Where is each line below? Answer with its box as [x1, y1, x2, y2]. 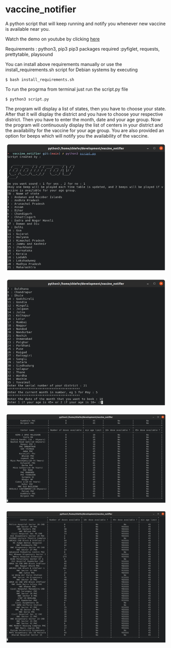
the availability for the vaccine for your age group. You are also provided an [5, 127, 164, 134]
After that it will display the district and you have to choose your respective [5, 111, 163, 117]
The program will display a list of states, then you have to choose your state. [5, 105, 166, 112]
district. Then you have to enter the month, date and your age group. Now [5, 116, 161, 122]
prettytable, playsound [5, 51, 53, 57]
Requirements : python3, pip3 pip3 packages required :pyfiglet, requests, [5, 46, 160, 52]
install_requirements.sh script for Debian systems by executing [5, 67, 138, 73]
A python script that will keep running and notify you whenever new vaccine [5, 20, 166, 27]
